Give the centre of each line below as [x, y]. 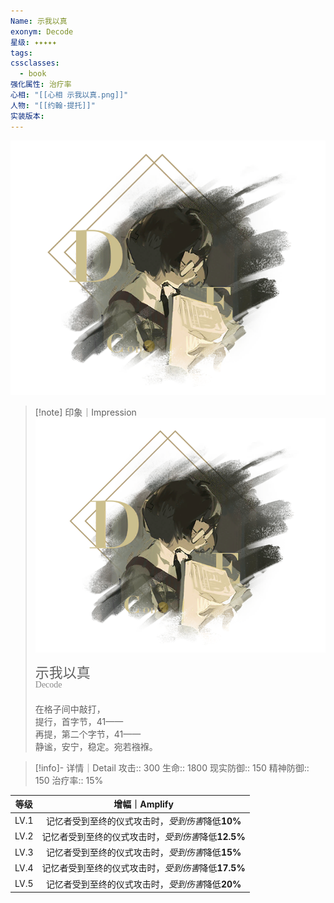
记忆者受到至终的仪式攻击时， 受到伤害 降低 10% [143, 821]
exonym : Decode [42, 31]
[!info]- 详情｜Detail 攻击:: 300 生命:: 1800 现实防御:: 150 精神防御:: [172, 767]
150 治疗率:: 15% [69, 780]
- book [33, 74]
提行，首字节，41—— [79, 721]
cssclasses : [35, 63]
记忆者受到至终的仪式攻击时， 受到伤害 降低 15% [143, 852]
